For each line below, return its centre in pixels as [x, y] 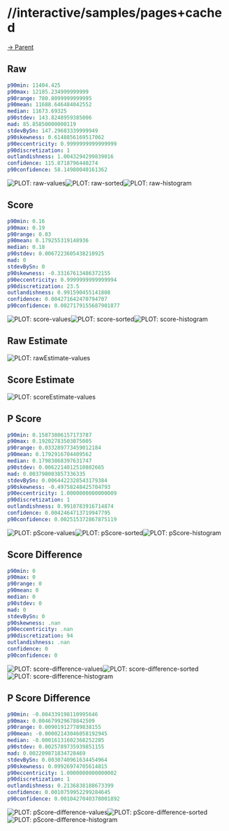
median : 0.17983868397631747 [50, 461]
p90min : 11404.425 [34, 85]
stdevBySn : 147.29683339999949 [53, 131]
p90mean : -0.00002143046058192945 [58, 734]
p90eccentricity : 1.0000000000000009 [62, 493]
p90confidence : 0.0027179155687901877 [64, 306]
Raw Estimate [37, 341]
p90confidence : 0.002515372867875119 [62, 519]
